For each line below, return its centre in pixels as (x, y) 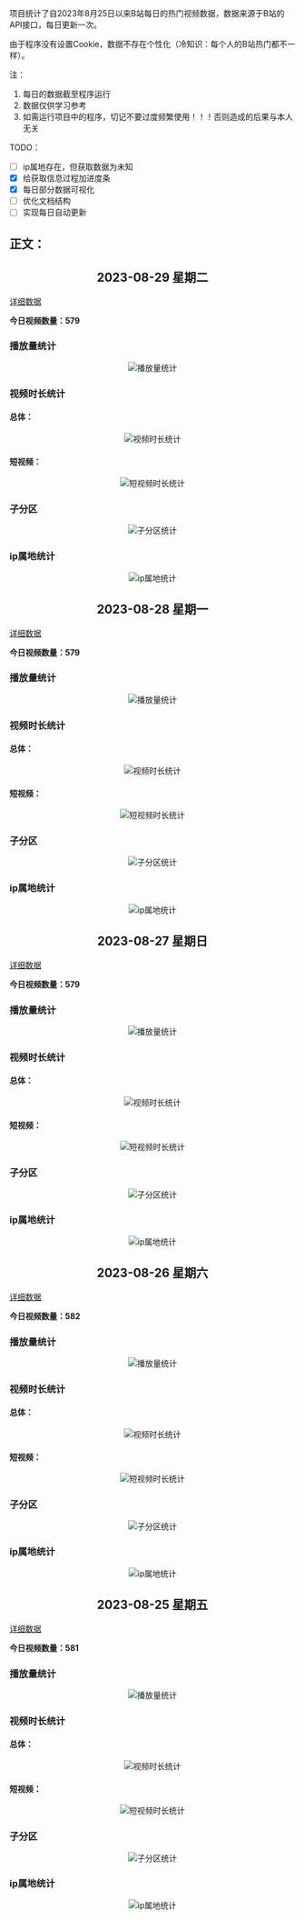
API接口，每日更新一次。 (56, 25)
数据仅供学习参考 (54, 105)
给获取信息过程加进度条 (66, 178)
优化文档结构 (46, 201)
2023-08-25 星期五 (152, 1605)
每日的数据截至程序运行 (66, 94)
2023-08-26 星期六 (152, 1273)
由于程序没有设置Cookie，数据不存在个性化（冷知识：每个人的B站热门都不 (148, 44)
